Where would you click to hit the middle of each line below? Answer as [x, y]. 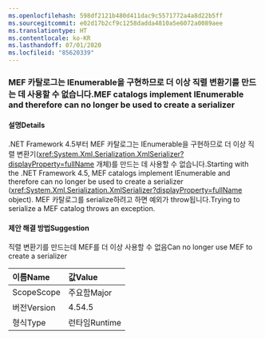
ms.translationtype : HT [48, 30]
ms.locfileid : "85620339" [51, 53]
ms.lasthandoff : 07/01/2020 [55, 46]
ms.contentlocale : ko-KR [49, 38]
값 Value [83, 277]
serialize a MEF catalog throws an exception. [82, 209]
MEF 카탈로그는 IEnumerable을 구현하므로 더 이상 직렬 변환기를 [124, 82]
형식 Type [29, 323]
